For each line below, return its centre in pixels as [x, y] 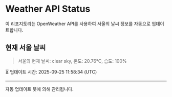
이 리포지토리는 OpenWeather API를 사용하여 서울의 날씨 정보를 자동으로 [78, 23]
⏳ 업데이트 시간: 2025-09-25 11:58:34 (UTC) [51, 71]
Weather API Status [48, 9]
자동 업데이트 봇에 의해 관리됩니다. [39, 89]
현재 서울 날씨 [26, 48]
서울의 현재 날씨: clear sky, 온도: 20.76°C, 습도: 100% [72, 61]
